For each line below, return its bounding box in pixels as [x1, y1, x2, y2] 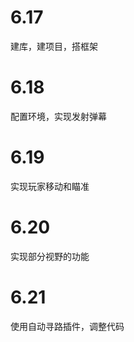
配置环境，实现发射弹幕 [10, 110, 107, 122]
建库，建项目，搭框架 [10, 40, 98, 52]
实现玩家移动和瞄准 [10, 180, 90, 192]
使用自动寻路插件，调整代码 [10, 320, 125, 332]
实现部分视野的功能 [10, 250, 90, 262]
